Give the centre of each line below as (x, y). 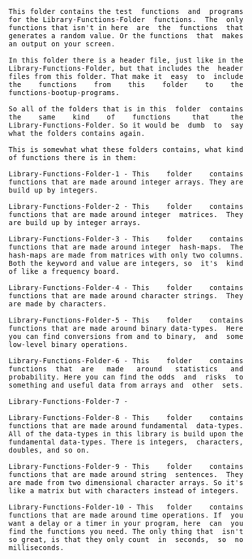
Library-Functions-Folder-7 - (68, 401)
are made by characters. (58, 304)
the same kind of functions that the (126, 117)
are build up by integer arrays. (75, 223)
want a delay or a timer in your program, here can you (126, 523)
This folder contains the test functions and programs (126, 11)
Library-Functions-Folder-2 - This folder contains (126, 206)
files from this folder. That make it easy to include (126, 76)
